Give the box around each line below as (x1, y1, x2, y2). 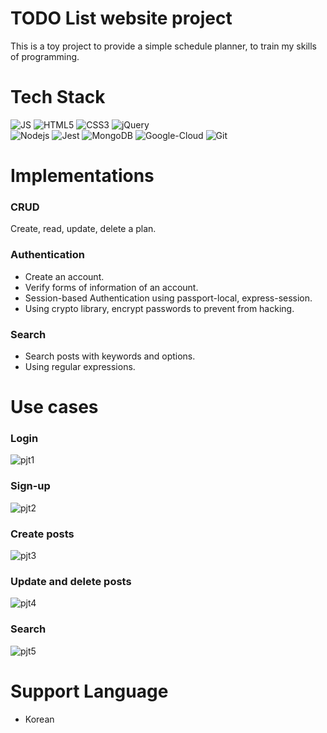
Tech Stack (10, 86, 106, 109)
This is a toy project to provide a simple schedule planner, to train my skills (10, 40, 317, 52)
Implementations (10, 165, 155, 187)
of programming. (10, 50, 80, 62)
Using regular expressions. (24, 360, 136, 372)
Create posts (10, 527, 75, 541)
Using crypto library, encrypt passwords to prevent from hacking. (24, 302, 295, 314)
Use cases (10, 396, 99, 419)
